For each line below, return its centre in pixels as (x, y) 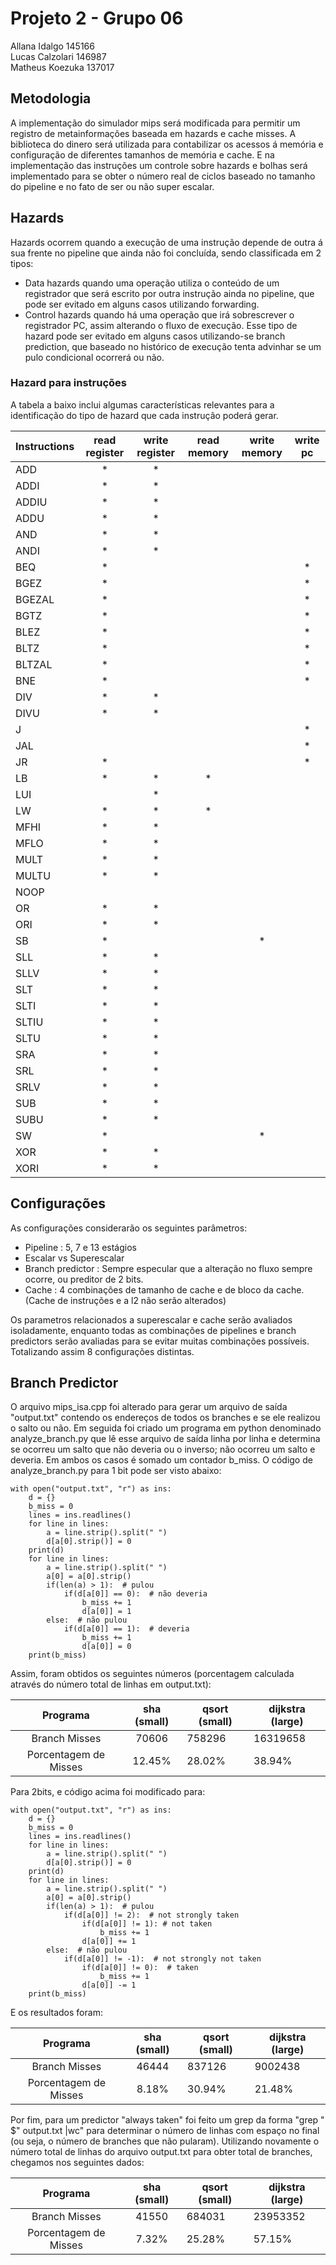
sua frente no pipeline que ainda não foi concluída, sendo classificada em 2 (166, 253)
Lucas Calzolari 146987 (58, 56)
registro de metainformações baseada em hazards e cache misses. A (153, 133)
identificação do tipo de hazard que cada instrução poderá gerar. (144, 415)
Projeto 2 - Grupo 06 (97, 18)
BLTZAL (34, 664)
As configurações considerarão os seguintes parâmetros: (129, 1228)
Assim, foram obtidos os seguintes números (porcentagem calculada (152, 1674)
